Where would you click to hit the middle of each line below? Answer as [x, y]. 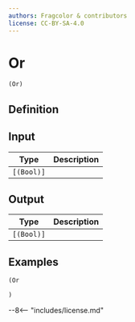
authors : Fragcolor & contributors [68, 16]
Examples [33, 262]
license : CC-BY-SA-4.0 [46, 23]
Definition [33, 109]
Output [26, 199]
